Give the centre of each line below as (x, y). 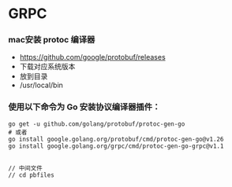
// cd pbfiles (32, 175)
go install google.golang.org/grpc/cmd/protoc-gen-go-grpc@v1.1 (116, 146)
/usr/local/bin (41, 85)
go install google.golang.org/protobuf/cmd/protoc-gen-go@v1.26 (116, 139)
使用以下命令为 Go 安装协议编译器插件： (84, 107)
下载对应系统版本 (47, 67)
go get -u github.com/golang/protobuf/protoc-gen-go (97, 124)
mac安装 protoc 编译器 (52, 40)
